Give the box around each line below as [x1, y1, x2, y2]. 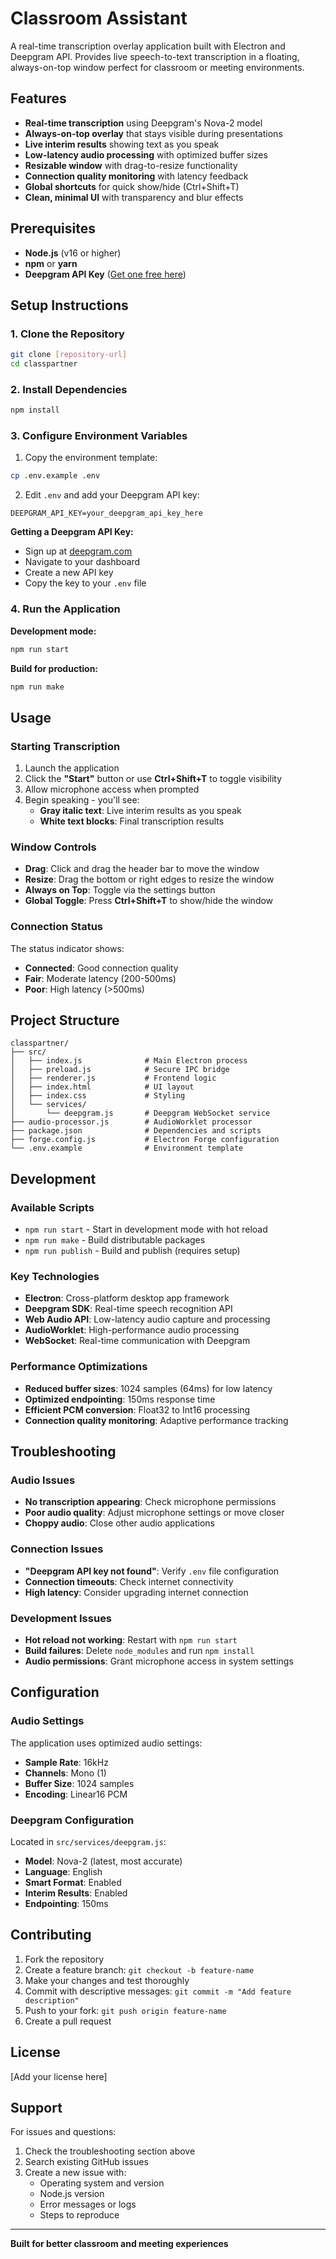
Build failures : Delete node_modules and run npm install [24, 1645, 255, 1657]
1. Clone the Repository [10, 327, 125, 341]
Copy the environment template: [24, 452, 158, 464]
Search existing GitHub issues [24, 2156, 149, 2168]
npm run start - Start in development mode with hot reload [24, 1223, 268, 1236]
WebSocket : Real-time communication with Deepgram [24, 1335, 251, 1347]
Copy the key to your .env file [24, 577, 147, 589]
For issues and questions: [10, 2126, 117, 2138]
